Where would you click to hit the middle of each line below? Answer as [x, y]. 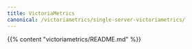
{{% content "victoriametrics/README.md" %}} [74, 39]
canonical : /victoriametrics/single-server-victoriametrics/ [96, 20]
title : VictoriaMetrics [41, 13]
